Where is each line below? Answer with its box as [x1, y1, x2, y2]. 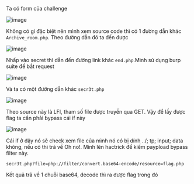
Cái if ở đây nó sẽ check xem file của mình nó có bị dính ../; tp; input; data [6, 137, 183, 144]
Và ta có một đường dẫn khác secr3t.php [6, 86, 105, 93]
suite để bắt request [6, 63, 54, 70]
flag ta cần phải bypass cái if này [6, 114, 86, 121]
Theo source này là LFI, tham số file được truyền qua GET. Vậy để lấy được [6, 108, 186, 115]
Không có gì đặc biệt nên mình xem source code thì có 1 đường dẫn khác [6, 28, 182, 35]
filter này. [6, 149, 29, 156]
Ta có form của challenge [6, 5, 68, 12]
